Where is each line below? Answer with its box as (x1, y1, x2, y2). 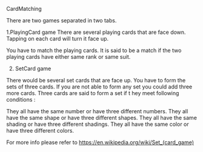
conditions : (6, 96, 36, 103)
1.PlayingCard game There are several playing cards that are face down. (6, 28, 186, 36)
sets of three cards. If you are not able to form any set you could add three (6, 83, 193, 90)
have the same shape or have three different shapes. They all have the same (6, 114, 197, 121)
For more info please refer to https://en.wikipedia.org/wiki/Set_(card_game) (6, 139, 195, 146)
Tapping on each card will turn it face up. (6, 35, 109, 42)
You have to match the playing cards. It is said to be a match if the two (6, 47, 182, 54)
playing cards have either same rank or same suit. (6, 53, 131, 60)
